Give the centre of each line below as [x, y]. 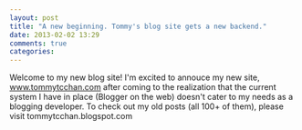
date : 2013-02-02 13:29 [55, 35]
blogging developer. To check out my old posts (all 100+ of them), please [147, 106]
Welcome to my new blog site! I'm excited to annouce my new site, [135, 77]
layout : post [34, 18]
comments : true [38, 43]
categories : [32, 52]
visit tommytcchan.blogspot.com [71, 116]
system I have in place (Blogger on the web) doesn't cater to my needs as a [151, 97]
